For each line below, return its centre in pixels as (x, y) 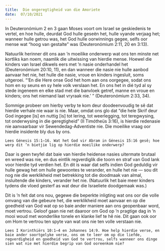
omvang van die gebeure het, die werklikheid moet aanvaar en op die (75, 200)
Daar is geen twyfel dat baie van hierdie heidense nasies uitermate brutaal (81, 154)
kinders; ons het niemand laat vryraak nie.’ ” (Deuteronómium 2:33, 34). (78, 96)
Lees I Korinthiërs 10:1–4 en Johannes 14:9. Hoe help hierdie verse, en (82, 230)
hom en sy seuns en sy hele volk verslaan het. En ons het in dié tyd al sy (78, 85)
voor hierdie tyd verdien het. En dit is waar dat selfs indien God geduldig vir (82, 165)
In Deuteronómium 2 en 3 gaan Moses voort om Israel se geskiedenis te (78, 28)
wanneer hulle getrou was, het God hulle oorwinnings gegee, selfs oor (76, 39)
